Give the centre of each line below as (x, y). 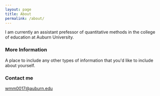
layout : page (18, 9)
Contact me (19, 78)
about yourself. (20, 65)
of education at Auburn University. (39, 37)
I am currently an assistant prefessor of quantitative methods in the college (80, 32)
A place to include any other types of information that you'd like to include (79, 60)
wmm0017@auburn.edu (29, 88)
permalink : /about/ (25, 18)
